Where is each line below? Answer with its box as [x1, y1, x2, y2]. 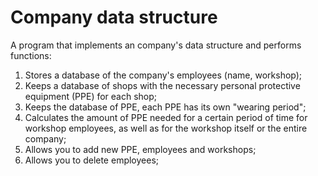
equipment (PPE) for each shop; [24, 90, 158, 102]
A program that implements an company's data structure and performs [10, 39, 302, 51]
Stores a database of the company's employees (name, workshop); [24, 69, 303, 81]
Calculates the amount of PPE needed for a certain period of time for [24, 111, 308, 123]
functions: [10, 49, 52, 61]
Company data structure [10, 6, 218, 29]
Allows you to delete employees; [24, 154, 160, 166]
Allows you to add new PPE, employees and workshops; [24, 143, 257, 155]
